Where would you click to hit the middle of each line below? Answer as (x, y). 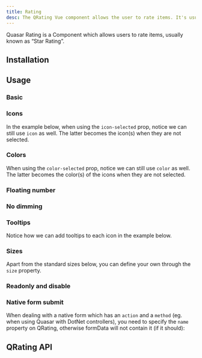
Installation (28, 60)
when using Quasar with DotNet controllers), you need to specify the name (97, 322)
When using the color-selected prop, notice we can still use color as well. (98, 168)
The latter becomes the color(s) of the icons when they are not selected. (96, 174)
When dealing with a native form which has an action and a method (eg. (94, 315)
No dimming (24, 206)
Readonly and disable (38, 286)
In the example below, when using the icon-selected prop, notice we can (97, 126)
